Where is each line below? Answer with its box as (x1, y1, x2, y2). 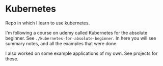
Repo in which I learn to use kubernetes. (5, 20, 90, 26)
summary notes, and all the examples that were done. (5, 40, 118, 46)
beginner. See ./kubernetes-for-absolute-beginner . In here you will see (5, 35, 156, 41)
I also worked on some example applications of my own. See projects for (5, 50, 158, 56)
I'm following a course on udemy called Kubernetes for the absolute (5, 29, 148, 36)
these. (5, 55, 19, 61)
